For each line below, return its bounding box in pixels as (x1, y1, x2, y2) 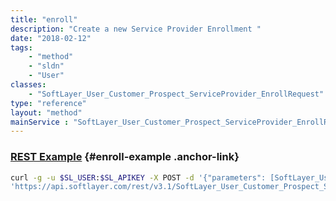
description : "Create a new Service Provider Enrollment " (10, 24, 262, 34)
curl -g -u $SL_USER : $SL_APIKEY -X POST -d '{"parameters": (10, 172, 267, 183)
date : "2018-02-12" (10, 33, 92, 43)
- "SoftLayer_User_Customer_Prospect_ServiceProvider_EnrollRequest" (28, 89, 325, 99)
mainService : (10, 117, 70, 127)
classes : (10, 80, 47, 90)
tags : (10, 42, 33, 53)
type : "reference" (10, 98, 87, 108)
